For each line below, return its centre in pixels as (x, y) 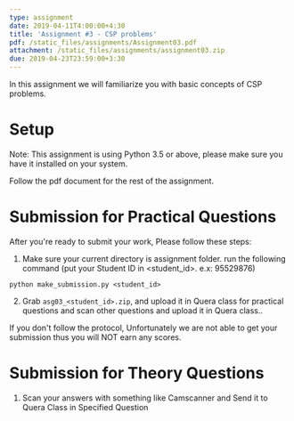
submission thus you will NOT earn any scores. (95, 337)
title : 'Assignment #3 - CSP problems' (83, 34)
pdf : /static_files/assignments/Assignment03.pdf (103, 42)
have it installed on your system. (69, 163)
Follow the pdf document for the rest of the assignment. (112, 181)
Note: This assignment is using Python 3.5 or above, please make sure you (146, 154)
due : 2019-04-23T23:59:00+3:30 (67, 59)
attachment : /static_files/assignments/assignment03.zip (117, 51)
